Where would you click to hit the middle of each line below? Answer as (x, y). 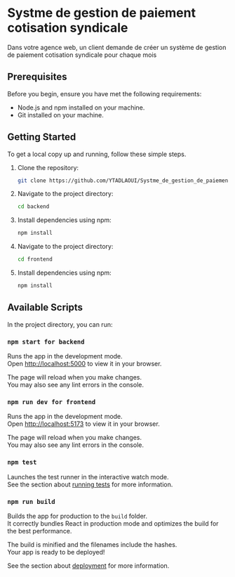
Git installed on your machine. (60, 115)
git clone (32, 181)
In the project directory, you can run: (60, 324)
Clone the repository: (48, 167)
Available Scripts (45, 307)
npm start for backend (46, 342)
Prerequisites (37, 77)
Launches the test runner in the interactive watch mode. (88, 476)
